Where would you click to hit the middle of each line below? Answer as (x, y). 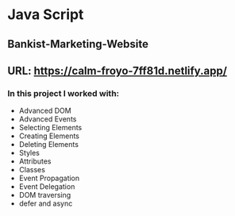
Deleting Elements (48, 145)
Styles (29, 153)
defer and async (46, 203)
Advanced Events (48, 119)
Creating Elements (49, 136)
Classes (32, 170)
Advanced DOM (45, 111)
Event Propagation (49, 178)
